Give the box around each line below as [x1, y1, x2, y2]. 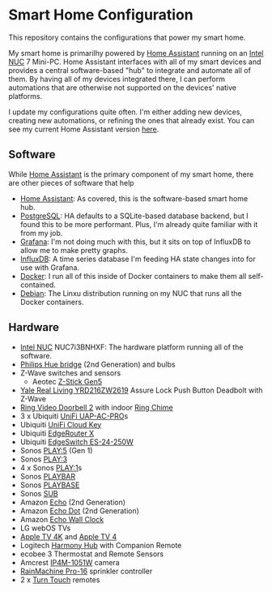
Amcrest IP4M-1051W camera [19, 557, 120, 567]
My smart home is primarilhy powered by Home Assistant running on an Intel [8, 48, 264, 58]
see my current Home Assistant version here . [8, 124, 159, 134]
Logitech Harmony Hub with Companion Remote [19, 540, 182, 550]
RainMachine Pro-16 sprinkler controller [19, 566, 153, 576]
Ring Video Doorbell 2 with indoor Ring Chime [19, 402, 173, 412]
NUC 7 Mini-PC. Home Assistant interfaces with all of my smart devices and [8, 57, 261, 66]
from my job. [19, 228, 63, 238]
